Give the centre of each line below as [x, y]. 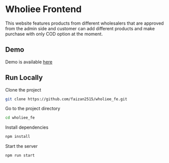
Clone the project [23, 90]
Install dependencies [27, 127]
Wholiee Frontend [43, 9]
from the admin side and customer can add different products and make [80, 28]
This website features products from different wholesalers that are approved [84, 23]
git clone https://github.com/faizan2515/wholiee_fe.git [66, 99]
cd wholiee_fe [20, 118]
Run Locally [24, 78]
